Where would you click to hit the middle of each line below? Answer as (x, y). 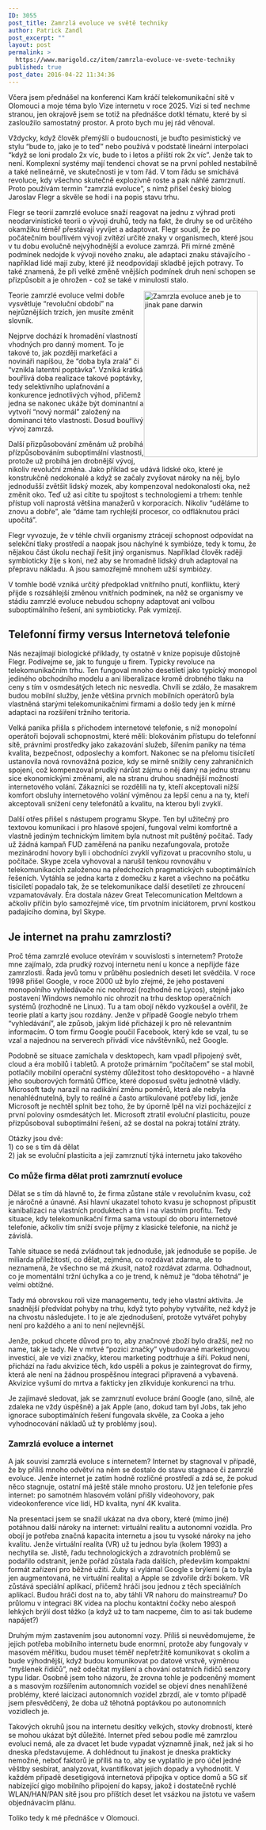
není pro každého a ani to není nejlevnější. (77, 1325)
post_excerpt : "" (37, 38)
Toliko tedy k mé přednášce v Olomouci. (74, 1817)
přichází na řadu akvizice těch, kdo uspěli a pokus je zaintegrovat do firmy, (130, 1366)
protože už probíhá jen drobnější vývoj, (72, 460)
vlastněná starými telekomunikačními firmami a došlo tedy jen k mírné (122, 704)
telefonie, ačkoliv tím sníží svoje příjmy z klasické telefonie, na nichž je (123, 1227)
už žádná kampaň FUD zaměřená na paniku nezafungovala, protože (119, 844)
